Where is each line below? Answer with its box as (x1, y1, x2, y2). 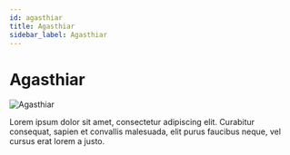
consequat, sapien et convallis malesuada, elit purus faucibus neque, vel (9, 126, 282, 137)
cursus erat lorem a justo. (9, 136, 105, 147)
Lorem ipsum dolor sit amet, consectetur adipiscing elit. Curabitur (9, 117, 255, 128)
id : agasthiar (9, 13, 64, 23)
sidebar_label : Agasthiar (9, 30, 107, 39)
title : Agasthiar (9, 22, 75, 31)
